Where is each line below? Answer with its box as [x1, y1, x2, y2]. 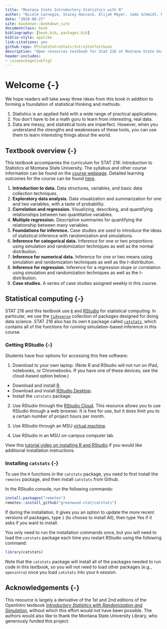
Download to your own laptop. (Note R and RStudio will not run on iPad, [12, 362, 159, 368]
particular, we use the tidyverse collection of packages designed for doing [5, 313, 159, 319]
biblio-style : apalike [5, 35, 52, 40]
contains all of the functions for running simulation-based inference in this [5, 324, 157, 330]
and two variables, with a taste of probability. [12, 201, 105, 207]
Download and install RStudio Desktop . [12, 388, 92, 394]
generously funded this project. [5, 618, 70, 624]
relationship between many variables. [12, 222, 89, 228]
